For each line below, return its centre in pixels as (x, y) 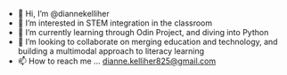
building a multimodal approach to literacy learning (111, 51)
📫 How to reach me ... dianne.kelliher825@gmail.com (117, 61)
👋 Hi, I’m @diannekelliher (63, 14)
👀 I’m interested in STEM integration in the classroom (115, 23)
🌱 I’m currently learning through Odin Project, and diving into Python (143, 32)
